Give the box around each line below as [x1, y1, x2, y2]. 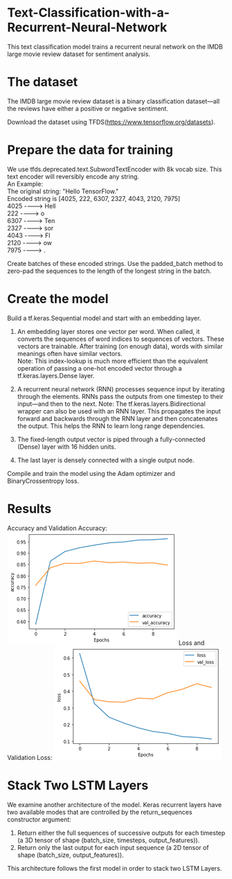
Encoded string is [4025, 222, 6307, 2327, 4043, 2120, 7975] [7, 194, 181, 202]
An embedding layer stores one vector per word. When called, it [17, 327, 200, 335]
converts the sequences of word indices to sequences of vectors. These [17, 335, 225, 343]
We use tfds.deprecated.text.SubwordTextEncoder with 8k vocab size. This [7, 165, 222, 173]
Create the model [7, 291, 109, 306]
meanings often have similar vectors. [17, 349, 123, 357]
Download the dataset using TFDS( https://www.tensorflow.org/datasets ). [7, 118, 216, 126]
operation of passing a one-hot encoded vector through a [17, 364, 182, 372]
